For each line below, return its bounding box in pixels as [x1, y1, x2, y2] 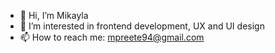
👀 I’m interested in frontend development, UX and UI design [19, 20, 265, 32]
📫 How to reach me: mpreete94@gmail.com [19, 31, 205, 43]
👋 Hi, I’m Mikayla [19, 10, 89, 21]
